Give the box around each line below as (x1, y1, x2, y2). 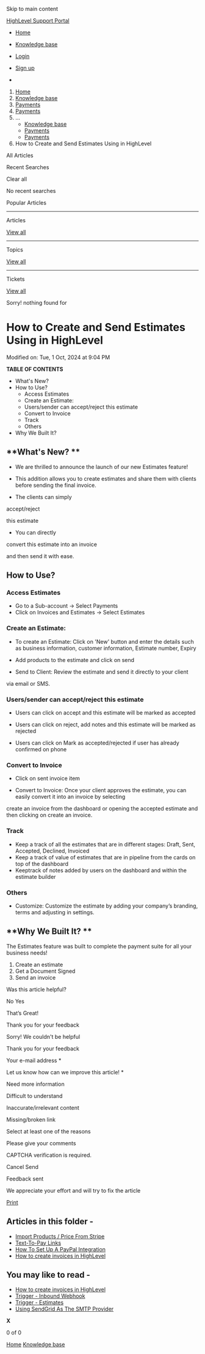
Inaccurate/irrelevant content (6, 1104, 79, 1111)
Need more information (6, 1080, 65, 1088)
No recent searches (6, 187, 56, 194)
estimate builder (15, 873, 56, 880)
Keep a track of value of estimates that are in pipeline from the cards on (15, 853, 196, 861)
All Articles (6, 152, 34, 159)
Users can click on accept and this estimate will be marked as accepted (15, 709, 196, 716)
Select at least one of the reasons (6, 1127, 91, 1135)
